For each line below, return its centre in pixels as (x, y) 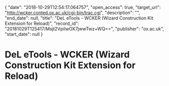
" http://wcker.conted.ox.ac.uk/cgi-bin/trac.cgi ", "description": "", (72, 13)
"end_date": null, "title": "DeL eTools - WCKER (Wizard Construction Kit (79, 18)
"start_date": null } (24, 34)
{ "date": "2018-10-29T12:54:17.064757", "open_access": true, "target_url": (83, 7)
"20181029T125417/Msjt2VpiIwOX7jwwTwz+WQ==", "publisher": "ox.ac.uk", (84, 29)
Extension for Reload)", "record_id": (42, 23)
